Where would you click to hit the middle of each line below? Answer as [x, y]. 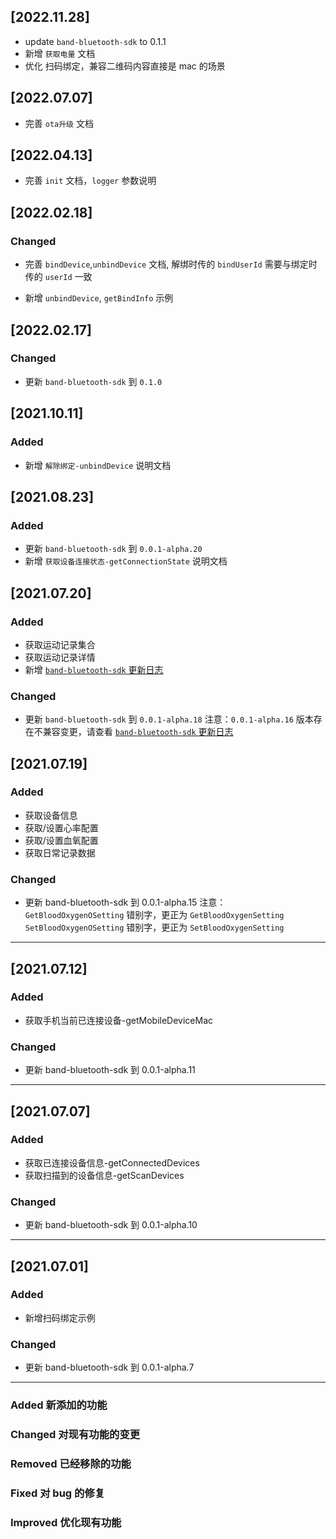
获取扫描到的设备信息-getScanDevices [104, 1175]
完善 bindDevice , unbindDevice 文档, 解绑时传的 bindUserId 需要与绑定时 [171, 264]
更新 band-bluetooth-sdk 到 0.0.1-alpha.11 [110, 1070]
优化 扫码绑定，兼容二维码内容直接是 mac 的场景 [125, 66]
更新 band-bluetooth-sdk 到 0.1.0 [93, 381]
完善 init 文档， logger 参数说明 [90, 181]
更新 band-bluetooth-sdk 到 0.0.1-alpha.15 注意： [125, 902]
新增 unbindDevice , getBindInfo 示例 [99, 298]
